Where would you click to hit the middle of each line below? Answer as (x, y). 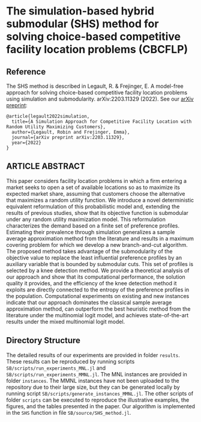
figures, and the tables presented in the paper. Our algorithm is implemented (101, 406)
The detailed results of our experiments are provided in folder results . (93, 355)
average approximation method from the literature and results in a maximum (100, 238)
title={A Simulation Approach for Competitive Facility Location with (102, 122)
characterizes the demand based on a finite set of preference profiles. (93, 225)
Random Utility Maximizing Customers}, (56, 127)
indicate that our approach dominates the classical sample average (89, 302)
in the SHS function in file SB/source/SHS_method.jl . (69, 412)
